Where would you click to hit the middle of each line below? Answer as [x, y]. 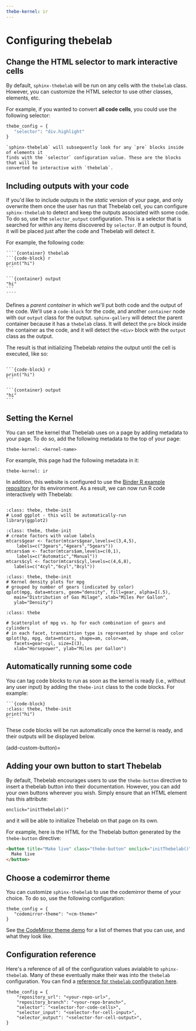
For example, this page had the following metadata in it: [73, 460]
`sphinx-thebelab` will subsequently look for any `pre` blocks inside [95, 148]
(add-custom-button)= [33, 747]
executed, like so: [27, 354]
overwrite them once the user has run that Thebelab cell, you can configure [97, 206]
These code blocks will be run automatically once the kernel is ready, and [94, 730]
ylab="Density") [34, 602]
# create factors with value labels [50, 536]
